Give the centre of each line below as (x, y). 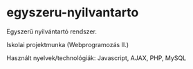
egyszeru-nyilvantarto (73, 13)
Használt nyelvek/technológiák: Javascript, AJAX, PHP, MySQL (96, 58)
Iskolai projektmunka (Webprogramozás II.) (68, 44)
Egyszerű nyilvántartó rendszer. (52, 31)
